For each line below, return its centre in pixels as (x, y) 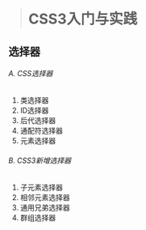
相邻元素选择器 (45, 197)
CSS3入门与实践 (83, 19)
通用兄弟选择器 (45, 207)
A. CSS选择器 (31, 74)
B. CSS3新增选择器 (40, 160)
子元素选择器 (41, 187)
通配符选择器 (41, 130)
